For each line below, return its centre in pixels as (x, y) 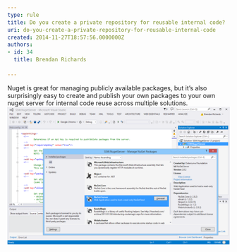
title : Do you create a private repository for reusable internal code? (116, 22)
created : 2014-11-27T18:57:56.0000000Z (66, 37)
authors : (20, 45)
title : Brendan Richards (50, 60)
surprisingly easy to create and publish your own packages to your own (111, 95)
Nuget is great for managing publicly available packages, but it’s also (107, 88)
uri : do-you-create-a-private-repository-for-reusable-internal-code (112, 30)
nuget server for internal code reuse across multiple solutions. (98, 103)
